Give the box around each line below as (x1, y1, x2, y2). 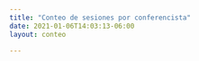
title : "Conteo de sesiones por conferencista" (9, 13, 192, 22)
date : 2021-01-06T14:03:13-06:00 (9, 22, 135, 30)
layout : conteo (9, 30, 67, 39)
